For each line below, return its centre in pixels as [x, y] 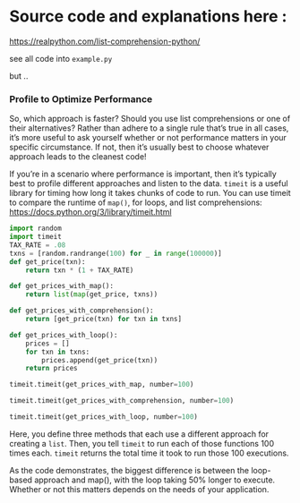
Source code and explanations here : [148, 17]
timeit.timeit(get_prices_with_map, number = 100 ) [102, 385]
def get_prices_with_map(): [62, 286]
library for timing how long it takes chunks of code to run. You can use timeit [150, 193]
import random [36, 229]
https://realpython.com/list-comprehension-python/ [105, 41]
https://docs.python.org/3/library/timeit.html [90, 212]
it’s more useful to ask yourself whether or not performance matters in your [148, 138]
